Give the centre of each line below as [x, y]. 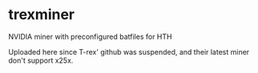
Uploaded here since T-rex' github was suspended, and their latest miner [129, 52]
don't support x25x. [41, 60]
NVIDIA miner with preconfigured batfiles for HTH [90, 36]
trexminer [41, 15]
